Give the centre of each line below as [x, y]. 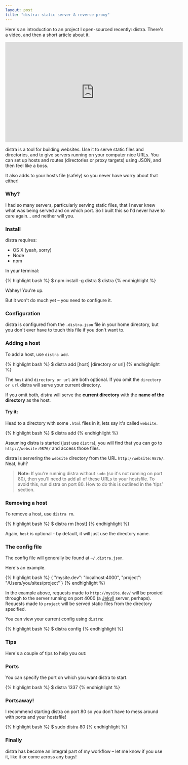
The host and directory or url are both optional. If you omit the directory [83, 379]
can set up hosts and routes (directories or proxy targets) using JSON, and [83, 160]
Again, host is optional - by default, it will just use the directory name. [78, 534]
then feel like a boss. [27, 166]
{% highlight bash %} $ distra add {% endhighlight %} [62, 433]
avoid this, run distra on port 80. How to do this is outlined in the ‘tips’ [90, 484]
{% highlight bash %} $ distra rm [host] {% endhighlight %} [67, 524]
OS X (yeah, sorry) [32, 250]
